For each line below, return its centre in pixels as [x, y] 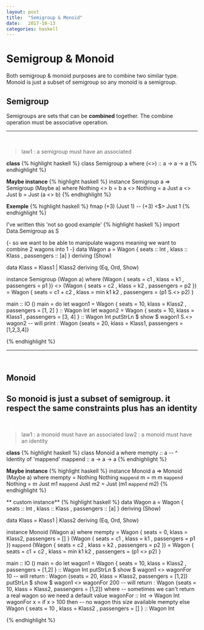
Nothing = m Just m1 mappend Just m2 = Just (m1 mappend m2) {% [87, 484]
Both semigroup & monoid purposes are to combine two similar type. [92, 76]
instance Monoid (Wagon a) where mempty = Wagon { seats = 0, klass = [97, 532]
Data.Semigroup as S [33, 231]
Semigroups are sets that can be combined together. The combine [90, 116]
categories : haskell [32, 29]
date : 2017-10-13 [31, 23]
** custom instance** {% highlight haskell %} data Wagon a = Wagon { [95, 502]
